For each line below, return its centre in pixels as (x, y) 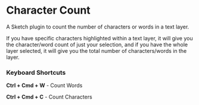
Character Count (48, 10)
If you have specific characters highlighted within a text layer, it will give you (99, 38)
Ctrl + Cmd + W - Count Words (44, 85)
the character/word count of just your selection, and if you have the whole (97, 44)
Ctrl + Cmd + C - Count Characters (49, 97)
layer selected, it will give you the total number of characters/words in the (97, 50)
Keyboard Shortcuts (36, 72)
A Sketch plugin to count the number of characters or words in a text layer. (98, 27)
